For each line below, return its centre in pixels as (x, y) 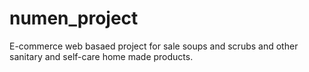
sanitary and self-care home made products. (101, 56)
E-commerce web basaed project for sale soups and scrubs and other (154, 46)
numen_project (74, 18)
